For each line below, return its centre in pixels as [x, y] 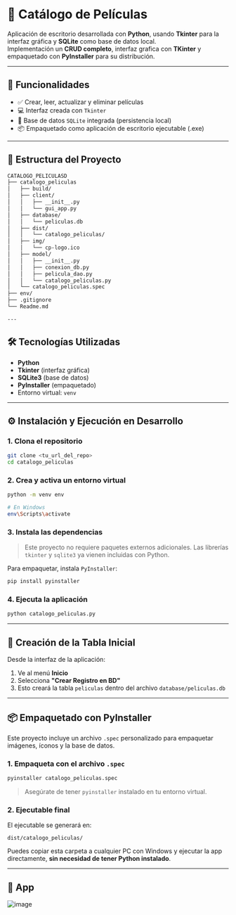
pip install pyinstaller [44, 582]
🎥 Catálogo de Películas [78, 14]
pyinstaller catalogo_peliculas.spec [63, 779]
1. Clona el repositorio [45, 441]
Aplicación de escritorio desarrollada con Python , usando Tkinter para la [113, 34]
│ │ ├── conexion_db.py [48, 267]
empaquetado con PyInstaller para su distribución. [81, 56]
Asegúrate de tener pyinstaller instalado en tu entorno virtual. [116, 792]
